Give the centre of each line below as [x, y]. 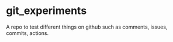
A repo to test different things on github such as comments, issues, [87, 27]
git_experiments [46, 11]
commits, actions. [27, 33]
